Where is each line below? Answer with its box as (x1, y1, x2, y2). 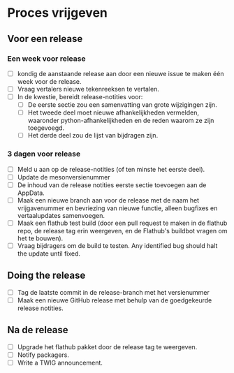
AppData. (17, 189, 45, 197)
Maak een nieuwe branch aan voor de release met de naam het (17, 196, 200, 204)
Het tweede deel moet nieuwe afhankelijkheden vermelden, (27, 108, 199, 117)
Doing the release (7, 270, 86, 281)
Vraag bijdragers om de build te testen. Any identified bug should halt (17, 241, 218, 249)
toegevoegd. (27, 124, 65, 132)
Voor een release (7, 33, 83, 45)
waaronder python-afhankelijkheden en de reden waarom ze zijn (27, 117, 214, 125)
